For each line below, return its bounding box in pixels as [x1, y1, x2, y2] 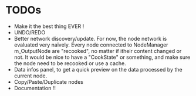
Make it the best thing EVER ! [13, 23, 85, 30]
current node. [13, 72, 48, 79]
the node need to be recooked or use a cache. [13, 59, 127, 67]
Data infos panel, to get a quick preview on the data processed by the [13, 66, 183, 73]
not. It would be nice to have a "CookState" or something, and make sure [13, 54, 191, 61]
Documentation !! [13, 84, 56, 91]
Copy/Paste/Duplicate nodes [13, 78, 83, 85]
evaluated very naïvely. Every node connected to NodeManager [13, 41, 168, 48]
